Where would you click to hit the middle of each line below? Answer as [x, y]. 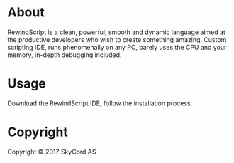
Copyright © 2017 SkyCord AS [52, 152]
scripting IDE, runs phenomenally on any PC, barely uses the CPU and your [117, 47]
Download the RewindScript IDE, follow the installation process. [100, 103]
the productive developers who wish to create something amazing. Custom [117, 39]
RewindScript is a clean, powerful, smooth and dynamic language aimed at [116, 32]
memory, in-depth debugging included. [65, 55]
